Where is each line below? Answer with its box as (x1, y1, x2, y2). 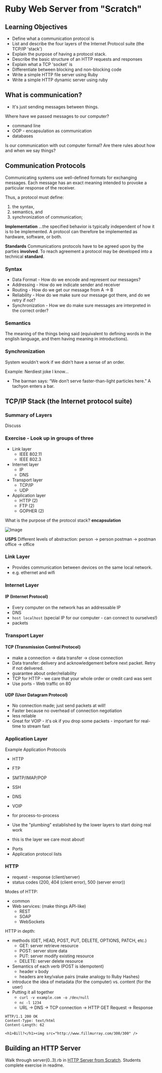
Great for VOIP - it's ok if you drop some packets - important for (12, 718, 140, 724)
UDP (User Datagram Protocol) (5, 692, 68, 698)
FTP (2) (19, 503, 35, 509)
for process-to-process (12, 812, 59, 818)
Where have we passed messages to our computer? (5, 113, 109, 119)
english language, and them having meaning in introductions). (5, 336, 129, 342)
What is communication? (5, 91, 82, 99)
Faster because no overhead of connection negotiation (12, 708, 122, 714)
